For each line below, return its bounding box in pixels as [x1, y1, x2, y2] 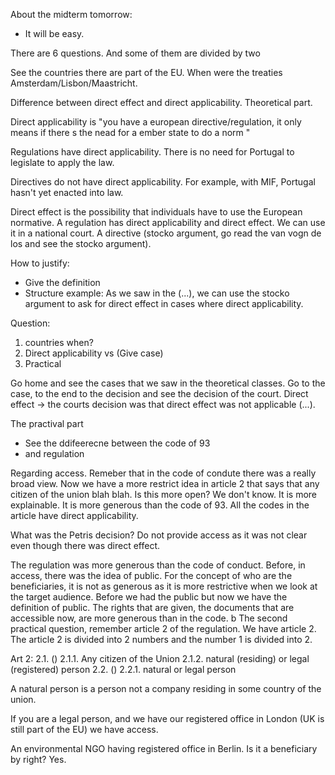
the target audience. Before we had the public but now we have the [10, 591, 288, 603]
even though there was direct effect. [10, 540, 161, 551]
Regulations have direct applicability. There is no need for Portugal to [10, 146, 295, 158]
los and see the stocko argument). [10, 238, 152, 249]
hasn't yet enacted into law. [10, 187, 124, 198]
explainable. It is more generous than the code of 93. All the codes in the [10, 499, 310, 511]
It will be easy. [24, 28, 85, 39]
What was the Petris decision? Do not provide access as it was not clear [10, 529, 308, 541]
